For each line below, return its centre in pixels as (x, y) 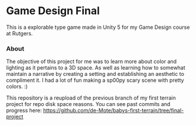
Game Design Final (53, 11)
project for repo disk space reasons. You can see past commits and (88, 104)
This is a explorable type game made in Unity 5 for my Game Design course (98, 27)
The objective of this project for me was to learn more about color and (92, 62)
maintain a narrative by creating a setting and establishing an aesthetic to (95, 74)
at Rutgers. (19, 33)
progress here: (24, 111)
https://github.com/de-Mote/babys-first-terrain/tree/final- (114, 111)
